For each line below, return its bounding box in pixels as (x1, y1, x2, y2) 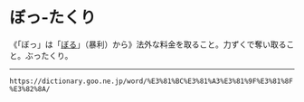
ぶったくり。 (24, 50, 73, 60)
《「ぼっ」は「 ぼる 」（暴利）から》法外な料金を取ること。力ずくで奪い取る (9, 39, 287, 50)
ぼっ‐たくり (9, 7, 97, 28)
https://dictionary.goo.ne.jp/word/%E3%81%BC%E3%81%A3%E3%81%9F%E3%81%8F (9, 77, 294, 86)
